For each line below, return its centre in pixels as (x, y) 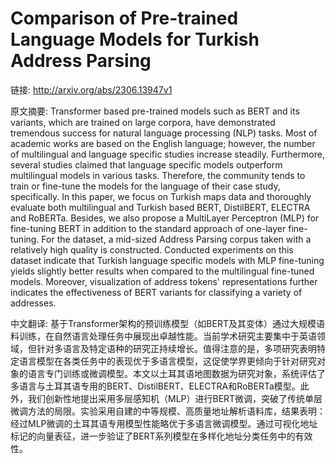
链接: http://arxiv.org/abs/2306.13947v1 (91, 89)
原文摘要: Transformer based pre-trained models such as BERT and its (155, 111)
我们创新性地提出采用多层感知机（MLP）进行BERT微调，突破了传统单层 (175, 398)
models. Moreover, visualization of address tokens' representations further (164, 281)
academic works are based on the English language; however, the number (163, 143)
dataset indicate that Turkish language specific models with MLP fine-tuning (167, 260)
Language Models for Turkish (135, 39)
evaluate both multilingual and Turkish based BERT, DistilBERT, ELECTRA (160, 207)
